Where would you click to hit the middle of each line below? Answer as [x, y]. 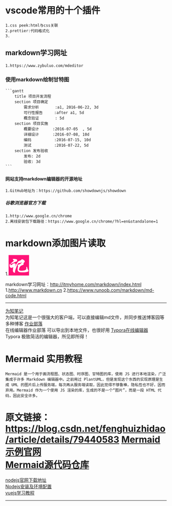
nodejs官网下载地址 [26, 480]
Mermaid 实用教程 [44, 359]
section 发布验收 [31, 151]
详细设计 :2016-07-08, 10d [57, 135]
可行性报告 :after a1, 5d [54, 113]
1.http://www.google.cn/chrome [39, 216]
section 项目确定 [31, 102]
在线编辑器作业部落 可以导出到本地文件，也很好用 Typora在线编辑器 [77, 330]
